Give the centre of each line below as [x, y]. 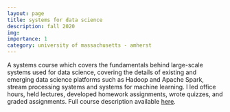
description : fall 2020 [41, 26]
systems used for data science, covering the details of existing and [102, 72]
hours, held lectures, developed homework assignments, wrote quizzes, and [115, 94]
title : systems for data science [55, 20]
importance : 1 [27, 39]
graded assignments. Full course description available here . [92, 101]
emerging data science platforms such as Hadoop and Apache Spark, [106, 79]
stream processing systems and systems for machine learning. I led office [112, 87]
